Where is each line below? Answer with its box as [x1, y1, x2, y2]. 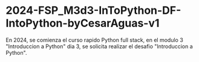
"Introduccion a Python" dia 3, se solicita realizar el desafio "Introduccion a [5, 43, 193, 50]
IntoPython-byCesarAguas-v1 [5, 16, 160, 30]
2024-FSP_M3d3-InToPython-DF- [5, 4, 181, 17]
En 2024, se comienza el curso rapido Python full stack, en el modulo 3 [5, 36, 184, 43]
